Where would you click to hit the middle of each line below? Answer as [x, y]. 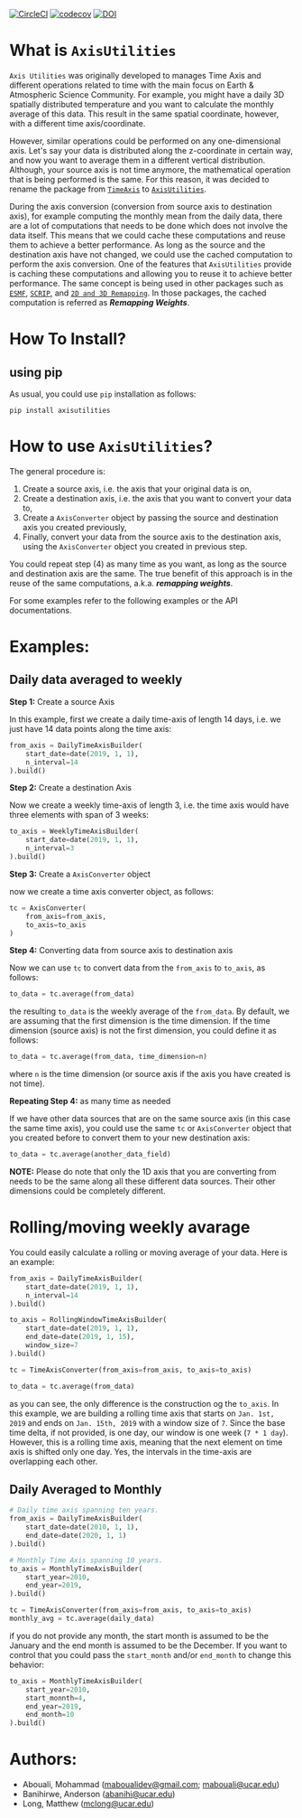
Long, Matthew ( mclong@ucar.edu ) [88, 1804]
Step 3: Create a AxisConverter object [80, 874]
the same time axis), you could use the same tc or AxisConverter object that [151, 1129]
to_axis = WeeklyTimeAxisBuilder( [74, 831]
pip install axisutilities [60, 410]
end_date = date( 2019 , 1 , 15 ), [80, 1337]
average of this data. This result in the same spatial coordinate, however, [144, 114]
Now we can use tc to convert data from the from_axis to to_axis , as [137, 968]
